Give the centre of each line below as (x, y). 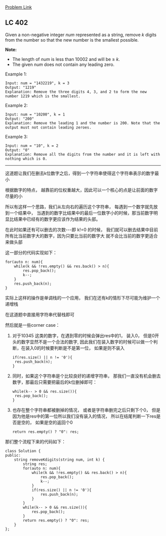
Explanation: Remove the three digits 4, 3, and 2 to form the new (76, 92)
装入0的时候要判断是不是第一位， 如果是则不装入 (75, 348)
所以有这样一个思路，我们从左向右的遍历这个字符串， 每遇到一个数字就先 (79, 207)
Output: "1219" (21, 87)
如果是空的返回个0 (54, 422)
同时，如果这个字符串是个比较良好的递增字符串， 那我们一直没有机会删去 (86, 376)
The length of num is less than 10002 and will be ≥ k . (66, 59)
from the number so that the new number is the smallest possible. (72, 40)
